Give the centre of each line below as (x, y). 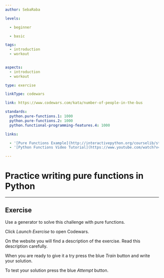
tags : (10, 45)
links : (12, 134)
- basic (17, 36)
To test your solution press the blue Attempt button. (57, 270)
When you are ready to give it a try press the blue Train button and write (78, 256)
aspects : (14, 67)
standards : (16, 112)
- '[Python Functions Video (38, 148)
